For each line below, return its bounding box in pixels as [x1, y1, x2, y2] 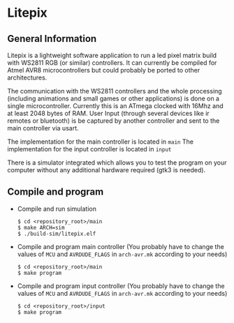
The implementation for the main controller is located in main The [7, 137, 194, 146]
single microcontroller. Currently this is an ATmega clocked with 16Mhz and [7, 102, 224, 110]
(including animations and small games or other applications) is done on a [7, 94, 220, 103]
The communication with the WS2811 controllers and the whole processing [7, 87, 222, 95]
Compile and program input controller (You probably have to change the [17, 281, 225, 290]
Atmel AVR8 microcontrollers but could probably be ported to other [7, 66, 200, 74]
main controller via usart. [7, 124, 79, 132]
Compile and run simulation [17, 204, 96, 213]
